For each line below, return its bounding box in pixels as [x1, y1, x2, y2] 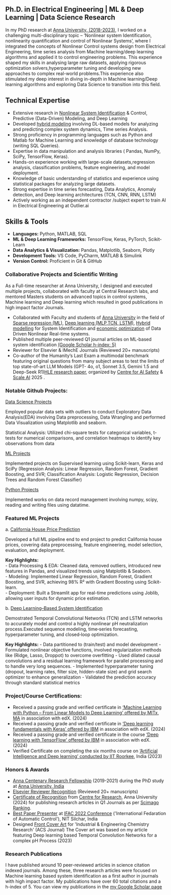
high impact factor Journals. [5, 304, 65, 310]
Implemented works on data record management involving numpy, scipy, [5, 496, 158, 503]
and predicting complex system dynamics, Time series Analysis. [12, 126, 148, 132]
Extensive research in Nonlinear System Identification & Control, [12, 110, 148, 116]
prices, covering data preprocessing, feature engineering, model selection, [5, 542, 163, 548]
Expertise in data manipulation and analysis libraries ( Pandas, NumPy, [12, 148, 161, 154]
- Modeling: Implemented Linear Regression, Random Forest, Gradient [5, 573, 153, 580]
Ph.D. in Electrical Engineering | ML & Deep [5, 5, 144, 14]
